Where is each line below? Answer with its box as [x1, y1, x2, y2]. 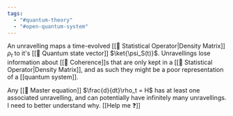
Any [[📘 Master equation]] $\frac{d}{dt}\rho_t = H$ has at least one [7, 86, 200, 95]
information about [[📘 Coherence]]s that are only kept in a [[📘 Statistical [7, 58, 213, 66]
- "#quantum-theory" [13, 17, 73, 23]
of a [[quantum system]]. [7, 73, 79, 81]
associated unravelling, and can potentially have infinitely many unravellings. [7, 94, 227, 102]
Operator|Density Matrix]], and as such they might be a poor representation [7, 66, 224, 74]
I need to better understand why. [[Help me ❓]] [7, 101, 141, 110]
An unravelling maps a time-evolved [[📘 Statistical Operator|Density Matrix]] [7, 42, 226, 50]
